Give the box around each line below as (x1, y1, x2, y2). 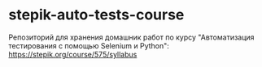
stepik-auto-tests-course (8, 6, 185, 24)
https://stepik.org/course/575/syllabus (8, 49, 138, 59)
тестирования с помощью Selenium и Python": (8, 40, 169, 50)
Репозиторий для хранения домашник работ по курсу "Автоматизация (8, 32, 255, 42)
